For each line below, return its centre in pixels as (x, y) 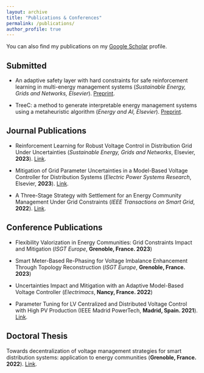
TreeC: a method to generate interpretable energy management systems (106, 105)
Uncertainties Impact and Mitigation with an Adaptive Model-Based (99, 286)
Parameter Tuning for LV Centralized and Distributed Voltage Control (101, 304)
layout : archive (27, 12)
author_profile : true (34, 29)
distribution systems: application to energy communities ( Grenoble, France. (101, 357)
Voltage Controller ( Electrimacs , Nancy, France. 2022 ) (84, 292)
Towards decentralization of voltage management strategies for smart (94, 351)
